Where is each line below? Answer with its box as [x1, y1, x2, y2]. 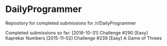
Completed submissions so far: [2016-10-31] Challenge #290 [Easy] [5, 29, 148, 35]
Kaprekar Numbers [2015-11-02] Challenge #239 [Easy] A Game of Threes [5, 35, 162, 41]
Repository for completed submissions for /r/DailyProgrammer [5, 20, 136, 26]
